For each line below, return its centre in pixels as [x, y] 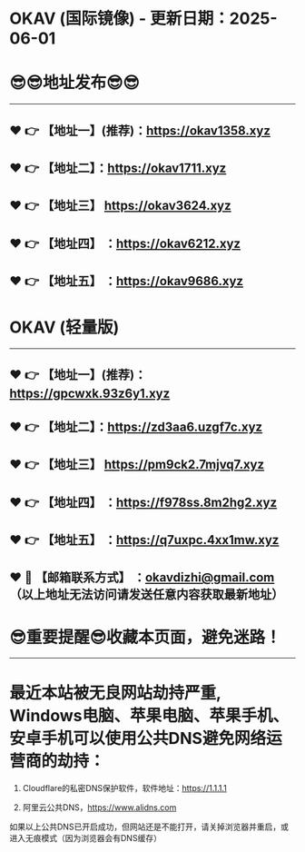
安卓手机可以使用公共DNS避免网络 [138, 739]
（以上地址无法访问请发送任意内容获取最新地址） [147, 594]
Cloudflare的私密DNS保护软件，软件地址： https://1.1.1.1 [124, 788]
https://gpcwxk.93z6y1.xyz [90, 394]
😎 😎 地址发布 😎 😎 [74, 83]
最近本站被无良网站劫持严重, [115, 693]
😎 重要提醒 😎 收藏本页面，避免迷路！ [145, 637]
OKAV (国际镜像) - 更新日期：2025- [144, 19]
